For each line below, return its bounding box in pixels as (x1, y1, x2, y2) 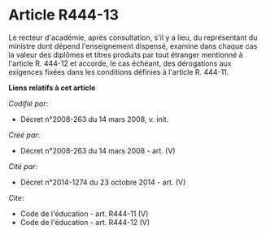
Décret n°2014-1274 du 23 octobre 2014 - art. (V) (20, 177, 186, 187)
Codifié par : (8, 98, 49, 108)
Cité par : (8, 161, 38, 171)
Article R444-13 (8, 6, 120, 24)
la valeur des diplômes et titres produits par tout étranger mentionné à (8, 50, 243, 59)
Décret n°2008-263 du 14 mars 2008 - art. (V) (20, 145, 177, 155)
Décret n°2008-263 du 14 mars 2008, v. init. (20, 114, 169, 123)
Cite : (8, 193, 24, 202)
